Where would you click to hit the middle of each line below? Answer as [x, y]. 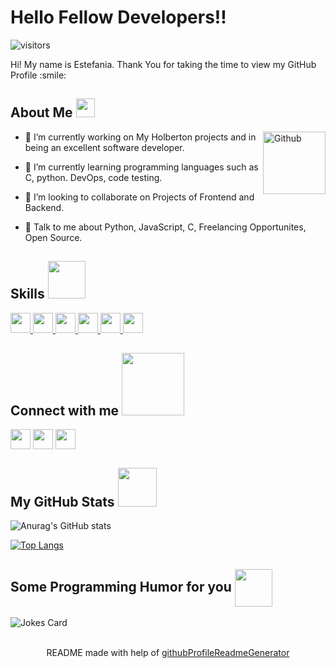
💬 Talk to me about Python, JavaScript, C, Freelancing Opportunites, [165, 227]
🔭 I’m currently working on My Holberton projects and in [140, 137]
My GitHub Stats [62, 501]
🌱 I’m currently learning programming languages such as [141, 167]
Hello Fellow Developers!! [118, 17]
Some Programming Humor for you [121, 586]
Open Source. [53, 237]
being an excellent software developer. [104, 147]
